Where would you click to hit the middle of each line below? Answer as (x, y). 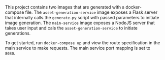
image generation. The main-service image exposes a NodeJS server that (80, 23)
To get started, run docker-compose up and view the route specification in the (83, 43)
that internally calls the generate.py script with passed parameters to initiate (82, 17)
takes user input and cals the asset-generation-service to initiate (71, 28)
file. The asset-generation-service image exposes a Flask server (91, 12)
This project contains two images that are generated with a (65, 7)
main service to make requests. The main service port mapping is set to (78, 48)
